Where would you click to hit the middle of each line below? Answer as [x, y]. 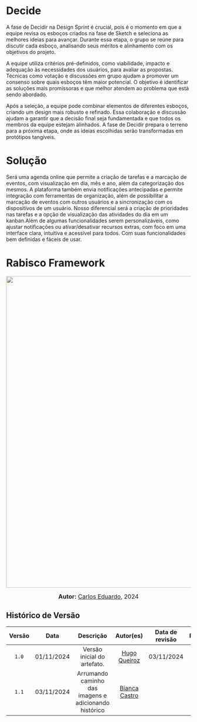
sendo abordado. [27, 94]
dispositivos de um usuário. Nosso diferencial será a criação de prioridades [97, 208]
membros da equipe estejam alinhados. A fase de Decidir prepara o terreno [97, 124]
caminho [93, 680]
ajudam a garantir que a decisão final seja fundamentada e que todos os [93, 118]
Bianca [129, 688]
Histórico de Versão [43, 616]
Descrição [93, 636]
